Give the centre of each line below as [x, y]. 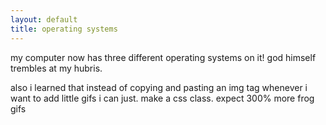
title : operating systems [64, 29]
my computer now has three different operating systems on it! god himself [163, 57]
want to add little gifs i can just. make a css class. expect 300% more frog [162, 98]
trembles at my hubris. [56, 68]
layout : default [44, 19]
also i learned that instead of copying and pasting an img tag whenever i [159, 87]
